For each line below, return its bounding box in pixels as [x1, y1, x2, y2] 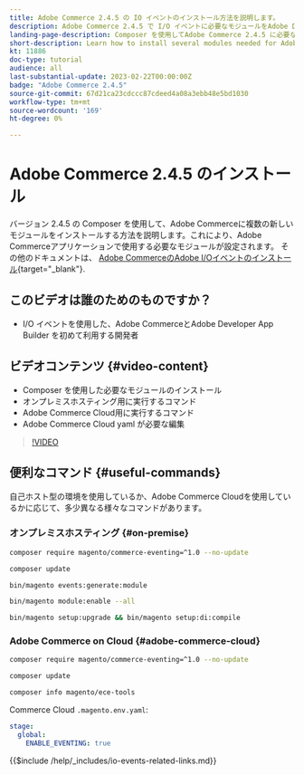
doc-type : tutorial [9, 55, 83, 64]
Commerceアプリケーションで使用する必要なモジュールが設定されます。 [9, 241, 279, 252]
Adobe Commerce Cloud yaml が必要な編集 [22, 418, 185, 429]
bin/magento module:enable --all [9, 597, 136, 607]
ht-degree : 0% [9, 114, 63, 123]
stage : [9, 722, 34, 732]
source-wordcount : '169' [9, 106, 103, 115]
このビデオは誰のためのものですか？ [9, 292, 212, 308]
